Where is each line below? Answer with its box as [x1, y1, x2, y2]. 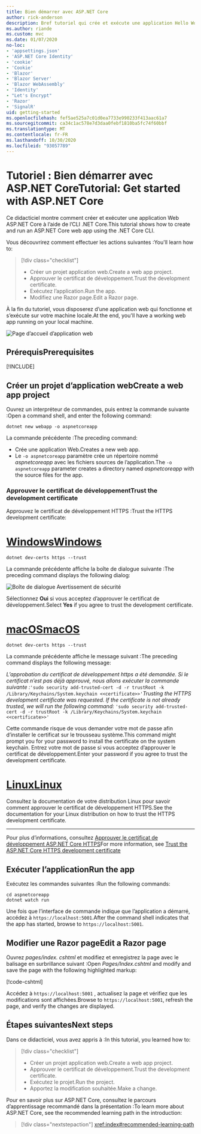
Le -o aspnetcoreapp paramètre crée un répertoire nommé [14, 452, 159, 459]
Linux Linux [6, 778, 63, 792]
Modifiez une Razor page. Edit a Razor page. [29, 294, 139, 301]
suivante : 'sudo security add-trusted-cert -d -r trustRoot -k [6, 684, 165, 691]
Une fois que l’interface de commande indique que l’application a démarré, [6, 908, 190, 915]
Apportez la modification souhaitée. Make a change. [29, 1085, 157, 1092]
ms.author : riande [6, 25, 52, 32]
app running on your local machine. [6, 318, 94, 325]
